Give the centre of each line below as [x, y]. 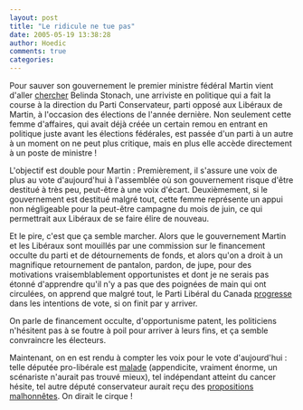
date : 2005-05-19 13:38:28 [60, 34]
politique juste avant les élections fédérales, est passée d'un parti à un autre [151, 133]
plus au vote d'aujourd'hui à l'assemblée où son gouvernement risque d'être [151, 180]
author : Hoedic [38, 43]
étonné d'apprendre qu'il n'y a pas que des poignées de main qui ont [138, 284]
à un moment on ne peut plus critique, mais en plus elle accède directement [151, 143]
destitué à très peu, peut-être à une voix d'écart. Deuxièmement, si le [139, 190]
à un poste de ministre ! [53, 153]
